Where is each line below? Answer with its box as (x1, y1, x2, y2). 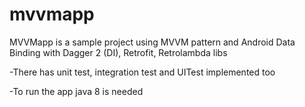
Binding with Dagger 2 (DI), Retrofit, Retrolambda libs (9, 46, 228, 58)
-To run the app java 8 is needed (9, 85, 144, 97)
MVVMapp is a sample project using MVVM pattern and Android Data (9, 36, 296, 48)
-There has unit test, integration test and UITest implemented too (9, 66, 276, 78)
